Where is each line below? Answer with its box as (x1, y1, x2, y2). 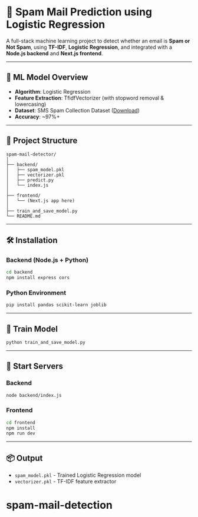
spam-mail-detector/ (6, 151, 57, 157)
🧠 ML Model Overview (6, 72, 88, 82)
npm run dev (6, 430, 35, 436)
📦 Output (6, 453, 43, 463)
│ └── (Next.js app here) (6, 197, 75, 204)
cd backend (6, 269, 33, 276)
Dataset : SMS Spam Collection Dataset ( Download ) (14, 107, 140, 114)
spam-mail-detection (6, 499, 113, 512)
